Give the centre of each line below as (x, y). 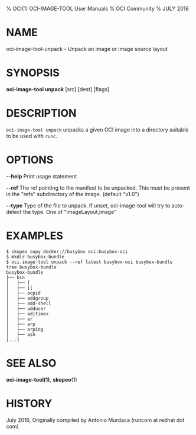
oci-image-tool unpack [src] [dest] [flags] (58, 89)
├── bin (16, 277)
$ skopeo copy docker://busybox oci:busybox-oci (67, 251)
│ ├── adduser (26, 308)
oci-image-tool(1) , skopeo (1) (42, 379)
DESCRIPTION (41, 113)
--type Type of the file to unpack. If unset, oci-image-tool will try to (88, 205)
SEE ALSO (31, 363)
